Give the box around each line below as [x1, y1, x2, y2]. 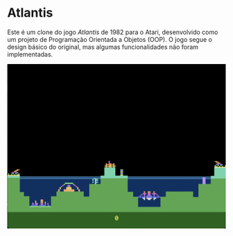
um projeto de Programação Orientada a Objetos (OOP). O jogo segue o [7, 35, 213, 43]
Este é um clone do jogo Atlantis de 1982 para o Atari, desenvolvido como [7, 28, 218, 36]
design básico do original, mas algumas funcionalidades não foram [7, 42, 199, 51]
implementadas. [7, 50, 53, 58]
